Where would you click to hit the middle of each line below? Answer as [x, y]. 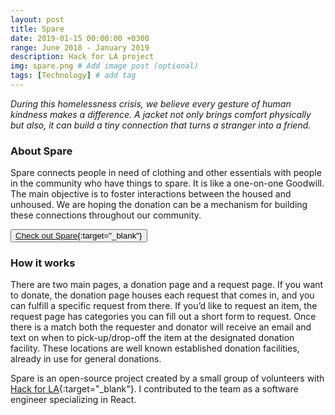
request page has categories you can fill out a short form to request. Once [163, 317]
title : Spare [37, 29]
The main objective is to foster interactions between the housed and [151, 194]
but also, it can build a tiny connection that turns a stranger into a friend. [161, 125]
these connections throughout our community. [106, 215]
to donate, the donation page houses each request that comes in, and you [162, 295]
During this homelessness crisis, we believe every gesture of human [151, 103]
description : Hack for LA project [82, 57]
